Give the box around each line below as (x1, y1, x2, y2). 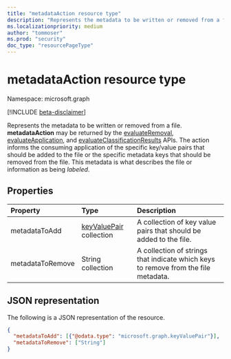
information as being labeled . (7, 165, 90, 173)
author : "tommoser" (7, 29, 63, 37)
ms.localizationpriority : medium (7, 23, 103, 30)
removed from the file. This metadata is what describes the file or (7, 158, 192, 166)
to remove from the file (137, 263, 211, 272)
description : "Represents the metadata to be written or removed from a (7, 17, 220, 23)
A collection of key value (137, 217, 217, 227)
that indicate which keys (137, 254, 215, 264)
